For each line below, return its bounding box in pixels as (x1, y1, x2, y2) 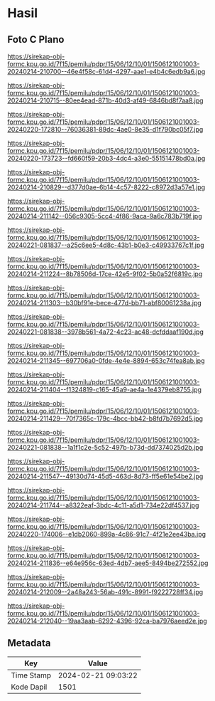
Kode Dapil (11, 682, 48, 692)
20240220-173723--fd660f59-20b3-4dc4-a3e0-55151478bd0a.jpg (7, 154, 206, 162)
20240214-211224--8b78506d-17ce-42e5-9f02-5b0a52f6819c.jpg (7, 270, 203, 278)
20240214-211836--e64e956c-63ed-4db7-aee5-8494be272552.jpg (7, 559, 209, 567)
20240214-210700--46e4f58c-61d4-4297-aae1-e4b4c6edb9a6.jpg (7, 68, 206, 75)
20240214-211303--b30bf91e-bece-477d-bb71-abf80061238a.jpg (7, 299, 202, 307)
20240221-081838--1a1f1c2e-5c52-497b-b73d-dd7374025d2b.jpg (7, 443, 204, 451)
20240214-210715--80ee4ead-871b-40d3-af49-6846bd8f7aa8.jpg (7, 96, 204, 105)
